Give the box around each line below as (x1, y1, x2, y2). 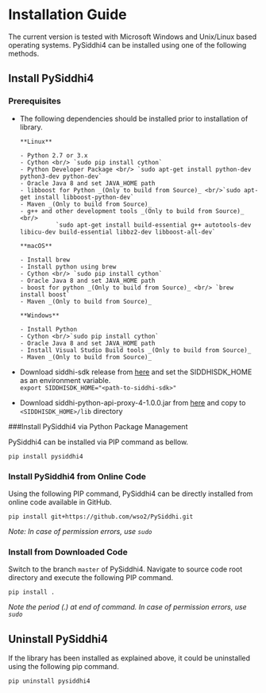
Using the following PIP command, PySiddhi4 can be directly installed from (8, 489, 253, 498)
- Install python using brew (19, 262, 117, 271)
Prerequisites (8, 95, 61, 106)
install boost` (19, 290, 71, 299)
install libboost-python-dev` (34, 193, 134, 201)
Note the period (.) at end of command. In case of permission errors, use (8, 602, 248, 612)
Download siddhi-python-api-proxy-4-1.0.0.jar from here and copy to (19, 397, 246, 407)
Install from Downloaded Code (8, 546, 129, 557)
